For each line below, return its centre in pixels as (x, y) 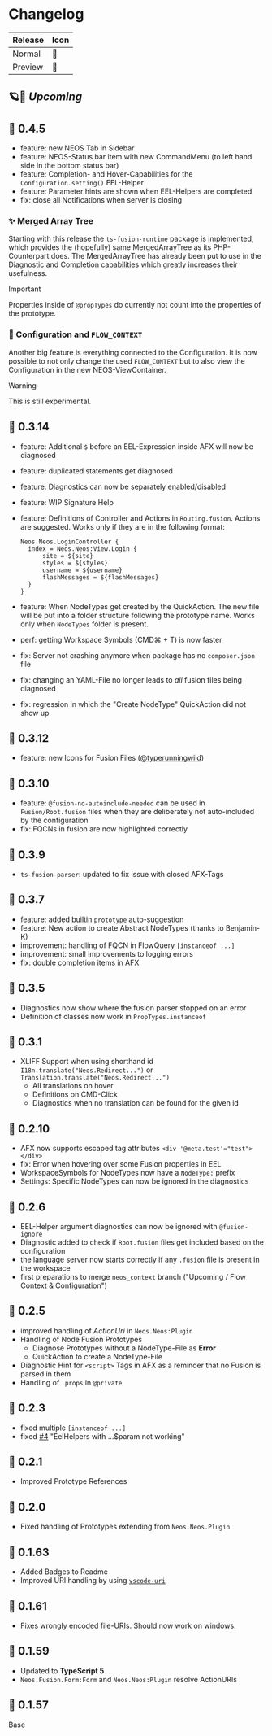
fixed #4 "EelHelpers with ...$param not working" (102, 1436)
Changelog (46, 14)
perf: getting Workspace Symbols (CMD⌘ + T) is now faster (121, 639)
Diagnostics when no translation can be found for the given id (136, 1103)
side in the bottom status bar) (69, 166)
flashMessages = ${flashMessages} (100, 577)
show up (35, 713)
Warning (22, 385)
